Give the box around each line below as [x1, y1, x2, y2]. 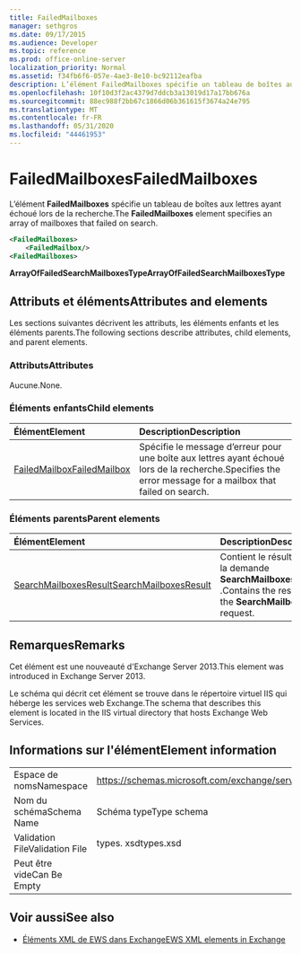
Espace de [13, 768, 58, 781]
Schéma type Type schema [96, 805, 209, 817]
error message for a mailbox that [138, 473, 277, 486]
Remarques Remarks [9, 637, 125, 652]
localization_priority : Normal [9, 64, 126, 73]
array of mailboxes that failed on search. [9, 217, 159, 228]
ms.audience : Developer [9, 38, 99, 48]
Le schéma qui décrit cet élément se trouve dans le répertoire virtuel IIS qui [9, 688, 288, 699]
